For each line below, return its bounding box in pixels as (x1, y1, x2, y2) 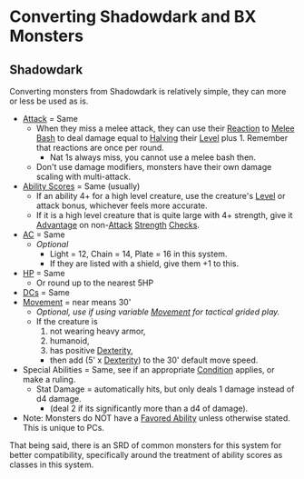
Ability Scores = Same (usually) (22, 181, 141, 192)
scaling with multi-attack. (35, 171, 132, 182)
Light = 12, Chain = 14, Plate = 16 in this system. (49, 248, 228, 259)
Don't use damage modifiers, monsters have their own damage (35, 162, 272, 172)
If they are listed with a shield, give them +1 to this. (49, 258, 239, 269)
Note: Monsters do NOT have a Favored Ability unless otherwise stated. (22, 413, 290, 424)
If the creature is (35, 316, 98, 326)
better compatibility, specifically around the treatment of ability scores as (9, 450, 283, 460)
